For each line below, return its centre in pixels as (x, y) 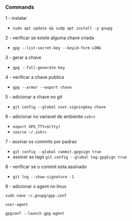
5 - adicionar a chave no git (34, 97)
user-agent (17, 205)
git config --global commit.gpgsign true (57, 152)
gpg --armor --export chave (42, 87)
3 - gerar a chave (23, 57)
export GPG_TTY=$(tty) (36, 127)
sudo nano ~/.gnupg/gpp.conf (36, 196)
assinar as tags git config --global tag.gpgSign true (70, 157)
